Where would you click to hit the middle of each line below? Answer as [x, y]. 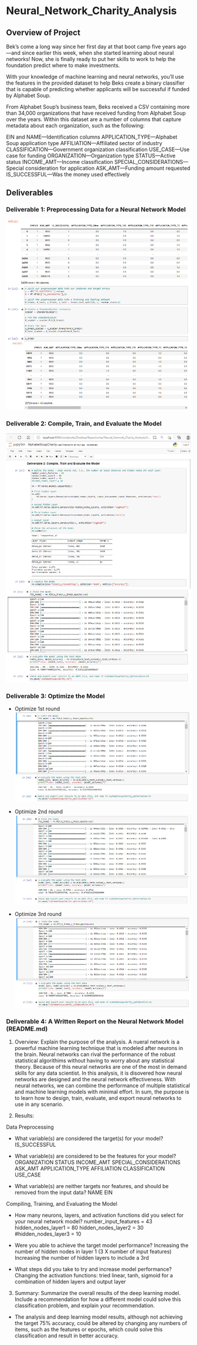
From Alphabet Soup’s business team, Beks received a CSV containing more [98, 107]
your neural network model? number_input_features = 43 [83, 1221]
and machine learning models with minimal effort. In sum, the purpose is [102, 1092]
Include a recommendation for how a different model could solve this [98, 1299]
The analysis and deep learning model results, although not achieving [98, 1317]
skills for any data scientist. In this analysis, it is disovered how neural [98, 1073]
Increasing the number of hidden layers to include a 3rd [82, 1257]
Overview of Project [43, 33]
